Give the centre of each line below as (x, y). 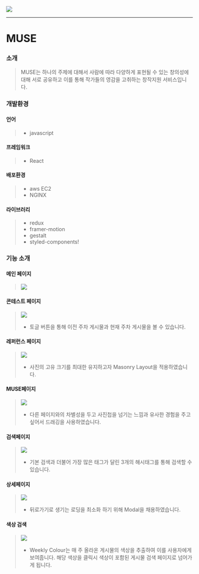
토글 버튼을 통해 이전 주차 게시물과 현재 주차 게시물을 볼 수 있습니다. (107, 327)
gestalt (38, 236)
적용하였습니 (173, 367)
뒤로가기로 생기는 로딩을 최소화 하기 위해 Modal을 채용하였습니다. (105, 510)
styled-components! (54, 242)
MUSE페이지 (21, 389)
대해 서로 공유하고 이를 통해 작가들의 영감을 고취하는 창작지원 (91, 80)
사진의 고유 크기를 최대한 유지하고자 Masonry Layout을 (94, 367)
